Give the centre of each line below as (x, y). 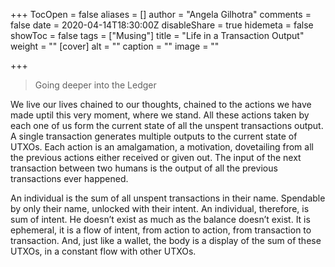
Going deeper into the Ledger (95, 85)
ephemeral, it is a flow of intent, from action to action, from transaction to (161, 230)
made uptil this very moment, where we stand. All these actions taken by (160, 115)
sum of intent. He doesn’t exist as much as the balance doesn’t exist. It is (160, 219)
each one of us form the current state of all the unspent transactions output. (167, 125)
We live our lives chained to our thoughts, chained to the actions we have (161, 104)
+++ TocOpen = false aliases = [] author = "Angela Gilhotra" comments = (161, 14)
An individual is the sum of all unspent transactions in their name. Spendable (168, 198)
